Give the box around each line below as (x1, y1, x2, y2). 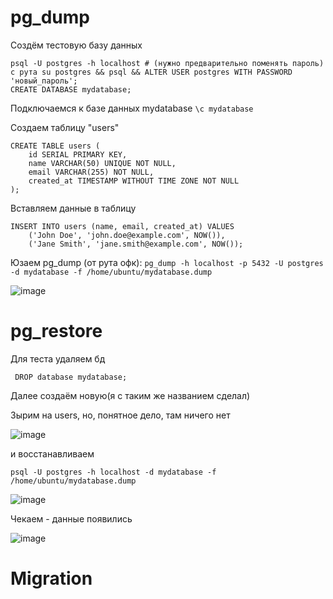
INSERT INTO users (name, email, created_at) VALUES (10, 221, 235, 231)
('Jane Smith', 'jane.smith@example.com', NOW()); (28, 239, 244, 249)
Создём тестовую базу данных (10, 39, 143, 51)
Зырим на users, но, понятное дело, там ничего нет (10, 409, 231, 421)
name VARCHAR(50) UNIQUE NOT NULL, (28, 158, 177, 168)
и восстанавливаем (10, 447, 95, 460)
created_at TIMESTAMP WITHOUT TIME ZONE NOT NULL (28, 176, 240, 186)
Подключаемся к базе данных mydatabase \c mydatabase (10, 102, 254, 114)
